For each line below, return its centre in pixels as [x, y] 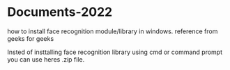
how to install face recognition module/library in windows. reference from [113, 31]
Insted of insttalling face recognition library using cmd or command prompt [115, 52]
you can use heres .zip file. [46, 59]
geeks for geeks [31, 38]
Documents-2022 [60, 12]
